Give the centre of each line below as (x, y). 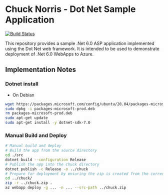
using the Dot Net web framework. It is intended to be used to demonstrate (82, 48)
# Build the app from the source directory (51, 150)
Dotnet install (22, 84)
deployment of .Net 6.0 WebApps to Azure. (49, 54)
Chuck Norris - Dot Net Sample (70, 9)
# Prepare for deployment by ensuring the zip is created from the (77, 173)
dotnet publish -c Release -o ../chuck (47, 169)
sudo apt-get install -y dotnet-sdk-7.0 (48, 123)
